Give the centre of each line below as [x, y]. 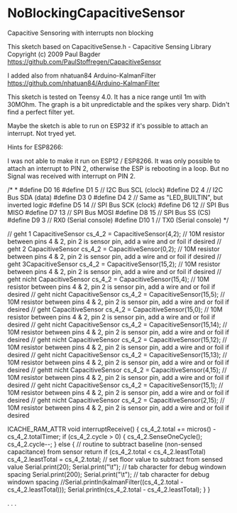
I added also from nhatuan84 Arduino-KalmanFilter [82, 75]
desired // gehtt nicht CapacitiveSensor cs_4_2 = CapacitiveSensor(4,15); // [117, 370]
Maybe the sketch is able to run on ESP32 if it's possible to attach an [108, 125]
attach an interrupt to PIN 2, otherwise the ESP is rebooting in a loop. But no [118, 168]
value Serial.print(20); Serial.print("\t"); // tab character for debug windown [117, 467]
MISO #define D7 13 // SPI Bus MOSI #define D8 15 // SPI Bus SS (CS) [109, 212]
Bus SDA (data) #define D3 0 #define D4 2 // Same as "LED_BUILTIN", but [115, 197]
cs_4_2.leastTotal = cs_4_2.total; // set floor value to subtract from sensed [115, 459]
